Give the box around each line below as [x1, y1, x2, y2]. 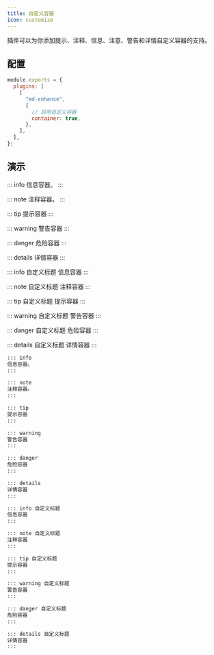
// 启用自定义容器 [31, 108, 77, 115]
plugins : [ [13, 83, 44, 90]
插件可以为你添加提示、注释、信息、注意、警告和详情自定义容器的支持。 [7, 36, 211, 45]
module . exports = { [7, 77, 63, 84]
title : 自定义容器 [7, 10, 55, 17]
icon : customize [7, 16, 53, 23]
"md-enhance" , [25, 95, 66, 103]
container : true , [31, 114, 81, 122]
